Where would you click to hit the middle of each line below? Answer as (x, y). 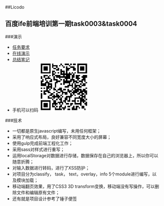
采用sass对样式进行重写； (38, 149)
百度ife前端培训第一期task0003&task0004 (71, 24)
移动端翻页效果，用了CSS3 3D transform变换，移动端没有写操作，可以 (83, 186)
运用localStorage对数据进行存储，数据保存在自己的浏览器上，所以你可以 (85, 155)
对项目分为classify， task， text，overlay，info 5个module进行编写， (82, 174)
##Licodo (15, 7)
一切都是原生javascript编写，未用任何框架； (56, 131)
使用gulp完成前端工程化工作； (42, 143)
